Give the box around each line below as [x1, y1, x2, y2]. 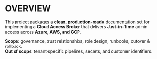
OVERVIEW [5, 3, 51, 14]
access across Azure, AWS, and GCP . [5, 29, 81, 35]
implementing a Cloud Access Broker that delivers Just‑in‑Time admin [5, 24, 148, 29]
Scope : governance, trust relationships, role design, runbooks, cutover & [5, 38, 150, 44]
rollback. [5, 43, 23, 49]
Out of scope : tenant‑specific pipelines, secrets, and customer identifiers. [5, 48, 153, 54]
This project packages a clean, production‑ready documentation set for [5, 19, 150, 24]
